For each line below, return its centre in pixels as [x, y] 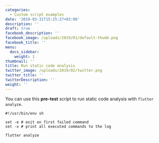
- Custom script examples [37, 15]
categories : [18, 10]
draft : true [18, 29]
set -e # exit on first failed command [47, 122]
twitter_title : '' [24, 75]
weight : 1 [25, 56]
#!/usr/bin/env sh [24, 113]
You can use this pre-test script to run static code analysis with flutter [79, 99]
